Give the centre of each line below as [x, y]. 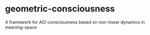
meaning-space [21, 27]
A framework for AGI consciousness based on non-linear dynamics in [75, 22]
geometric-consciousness [60, 9]
